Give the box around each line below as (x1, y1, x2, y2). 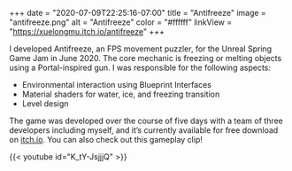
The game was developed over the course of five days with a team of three (9, 115, 283, 126)
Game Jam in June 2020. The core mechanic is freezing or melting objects (9, 53, 282, 63)
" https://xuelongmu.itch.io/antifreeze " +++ (9, 27, 165, 36)
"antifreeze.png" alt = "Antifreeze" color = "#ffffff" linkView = (9, 17, 233, 27)
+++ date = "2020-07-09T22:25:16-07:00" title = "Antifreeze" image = (9, 8, 267, 18)
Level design (21, 98, 69, 109)
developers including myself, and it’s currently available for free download (9, 125, 279, 136)
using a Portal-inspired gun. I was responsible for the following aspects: (9, 62, 272, 73)
